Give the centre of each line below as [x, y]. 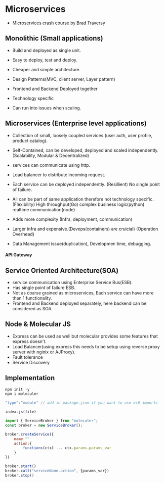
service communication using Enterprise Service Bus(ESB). [72, 282]
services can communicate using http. [51, 165]
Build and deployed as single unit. [47, 50]
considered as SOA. [32, 308]
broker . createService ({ [30, 434]
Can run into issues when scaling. [47, 108]
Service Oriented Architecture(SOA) [62, 270]
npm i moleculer [22, 394]
